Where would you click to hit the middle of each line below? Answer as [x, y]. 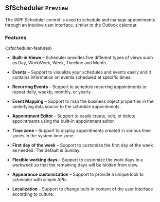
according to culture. [33, 194]
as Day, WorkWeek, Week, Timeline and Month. [60, 63]
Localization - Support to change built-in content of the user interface [82, 189]
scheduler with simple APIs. [40, 180]
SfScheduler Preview [37, 8]
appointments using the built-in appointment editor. [63, 121]
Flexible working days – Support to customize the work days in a [77, 160]
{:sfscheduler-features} [28, 48]
